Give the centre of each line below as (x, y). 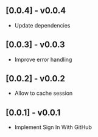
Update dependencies (42, 25)
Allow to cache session (44, 93)
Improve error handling (43, 59)
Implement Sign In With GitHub (53, 127)
